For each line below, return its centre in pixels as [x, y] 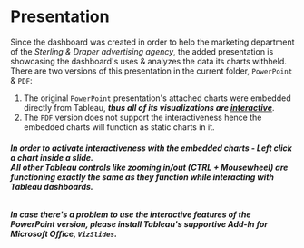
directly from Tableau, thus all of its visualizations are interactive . [149, 107]
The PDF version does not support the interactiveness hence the [142, 117]
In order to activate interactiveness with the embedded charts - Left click [152, 148]
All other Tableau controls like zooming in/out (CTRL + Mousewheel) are [149, 167]
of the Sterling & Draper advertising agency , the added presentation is [142, 51]
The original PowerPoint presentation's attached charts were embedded [157, 98]
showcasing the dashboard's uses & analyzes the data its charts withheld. [148, 61]
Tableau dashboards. [52, 186]
